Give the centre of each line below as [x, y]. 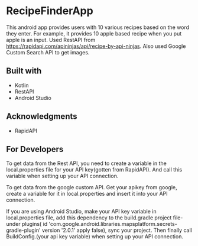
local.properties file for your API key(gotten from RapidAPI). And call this [94, 170]
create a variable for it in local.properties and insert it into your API [87, 194]
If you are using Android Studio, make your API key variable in [81, 212]
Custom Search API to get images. [48, 52]
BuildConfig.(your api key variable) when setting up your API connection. [95, 237]
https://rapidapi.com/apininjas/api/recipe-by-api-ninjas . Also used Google [96, 46]
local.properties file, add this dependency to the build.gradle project [89, 218]
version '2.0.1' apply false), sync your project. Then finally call [117, 230]
